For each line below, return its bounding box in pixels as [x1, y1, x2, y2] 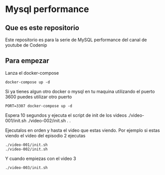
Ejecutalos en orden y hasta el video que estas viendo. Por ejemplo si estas [5, 127, 161, 133]
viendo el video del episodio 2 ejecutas [5, 132, 86, 138]
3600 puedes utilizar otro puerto [5, 94, 72, 100]
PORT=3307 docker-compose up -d [5, 103, 72, 108]
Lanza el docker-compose [5, 70, 59, 76]
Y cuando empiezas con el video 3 [5, 155, 76, 161]
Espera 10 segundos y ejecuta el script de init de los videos [5, 112, 127, 118]
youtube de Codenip [5, 42, 47, 48]
